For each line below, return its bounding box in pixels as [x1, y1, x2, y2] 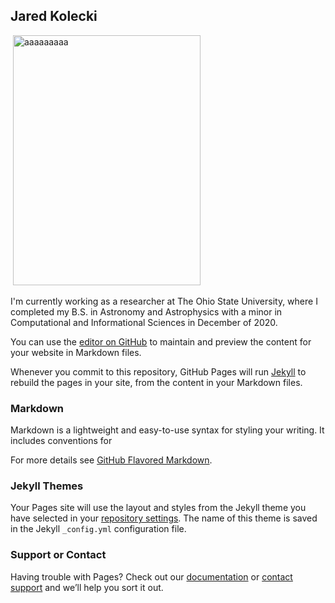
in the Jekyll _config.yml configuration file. [10, 523, 187, 535]
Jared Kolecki [10, 8, 98, 25]
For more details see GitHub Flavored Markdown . [10, 454, 213, 466]
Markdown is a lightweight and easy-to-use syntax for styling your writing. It [10, 424, 325, 436]
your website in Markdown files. [10, 346, 142, 358]
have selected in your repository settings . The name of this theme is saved [10, 512, 318, 524]
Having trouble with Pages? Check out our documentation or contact [10, 570, 293, 583]
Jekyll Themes [10, 479, 84, 493]
